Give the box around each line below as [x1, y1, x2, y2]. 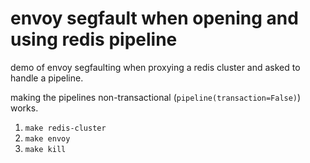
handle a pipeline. [10, 72, 84, 84]
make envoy [24, 133, 71, 144]
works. [10, 102, 39, 114]
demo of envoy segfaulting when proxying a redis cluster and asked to [10, 61, 301, 73]
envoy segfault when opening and [10, 7, 299, 30]
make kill [24, 144, 67, 154]
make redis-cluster [24, 123, 107, 133]
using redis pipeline [10, 28, 178, 51]
